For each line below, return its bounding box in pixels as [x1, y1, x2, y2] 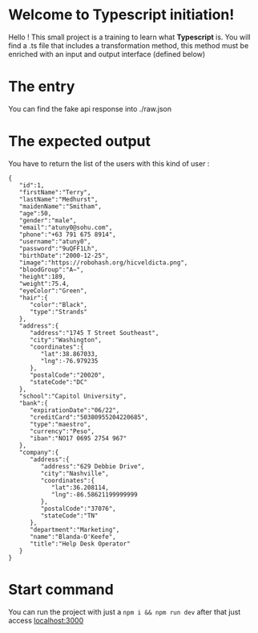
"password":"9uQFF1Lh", [18, 244, 99, 252]
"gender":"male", [18, 216, 78, 224]
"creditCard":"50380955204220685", [29, 413, 149, 421]
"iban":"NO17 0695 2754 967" [29, 434, 127, 443]
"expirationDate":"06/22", [29, 406, 120, 415]
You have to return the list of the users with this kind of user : [8, 158, 210, 168]
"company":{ [18, 448, 59, 456]
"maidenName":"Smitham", [18, 202, 103, 210]
